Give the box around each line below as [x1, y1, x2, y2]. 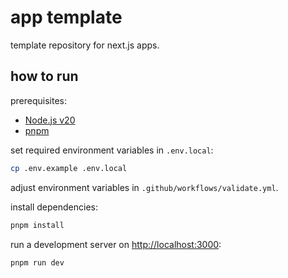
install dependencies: [10, 201, 98, 213]
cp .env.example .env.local [10, 163, 128, 173]
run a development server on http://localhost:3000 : [10, 238, 222, 250]
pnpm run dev [10, 257, 65, 268]
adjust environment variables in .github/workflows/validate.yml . [10, 181, 279, 193]
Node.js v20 [24, 114, 76, 126]
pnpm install [10, 220, 65, 230]
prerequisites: [10, 94, 68, 106]
